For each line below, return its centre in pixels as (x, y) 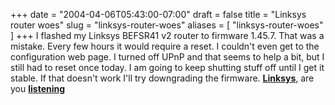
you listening (38, 88)
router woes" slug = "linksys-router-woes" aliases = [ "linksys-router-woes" (167, 25)
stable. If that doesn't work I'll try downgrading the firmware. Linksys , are (162, 78)
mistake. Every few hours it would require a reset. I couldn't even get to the (165, 46)
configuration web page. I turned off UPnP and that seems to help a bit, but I (167, 57)
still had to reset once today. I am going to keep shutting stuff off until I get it (167, 67)
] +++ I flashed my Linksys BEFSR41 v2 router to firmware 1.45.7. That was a (167, 35)
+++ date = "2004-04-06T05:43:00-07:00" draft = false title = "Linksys (158, 14)
